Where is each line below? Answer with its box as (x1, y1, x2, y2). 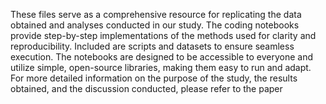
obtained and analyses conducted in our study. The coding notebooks (10, 19, 300, 31)
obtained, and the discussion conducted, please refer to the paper (10, 83, 283, 94)
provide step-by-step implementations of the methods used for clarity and (10, 30, 317, 41)
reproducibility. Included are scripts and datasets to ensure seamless (10, 40, 295, 52)
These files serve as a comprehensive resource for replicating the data (10, 9, 302, 20)
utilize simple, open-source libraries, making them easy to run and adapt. (10, 62, 312, 73)
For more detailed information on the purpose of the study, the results (10, 72, 298, 84)
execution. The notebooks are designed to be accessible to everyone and (10, 51, 313, 63)
